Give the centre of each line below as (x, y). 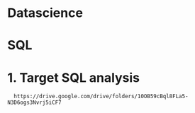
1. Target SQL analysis (74, 77)
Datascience (45, 13)
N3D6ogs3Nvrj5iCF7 (34, 103)
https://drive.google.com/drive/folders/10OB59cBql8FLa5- (101, 97)
